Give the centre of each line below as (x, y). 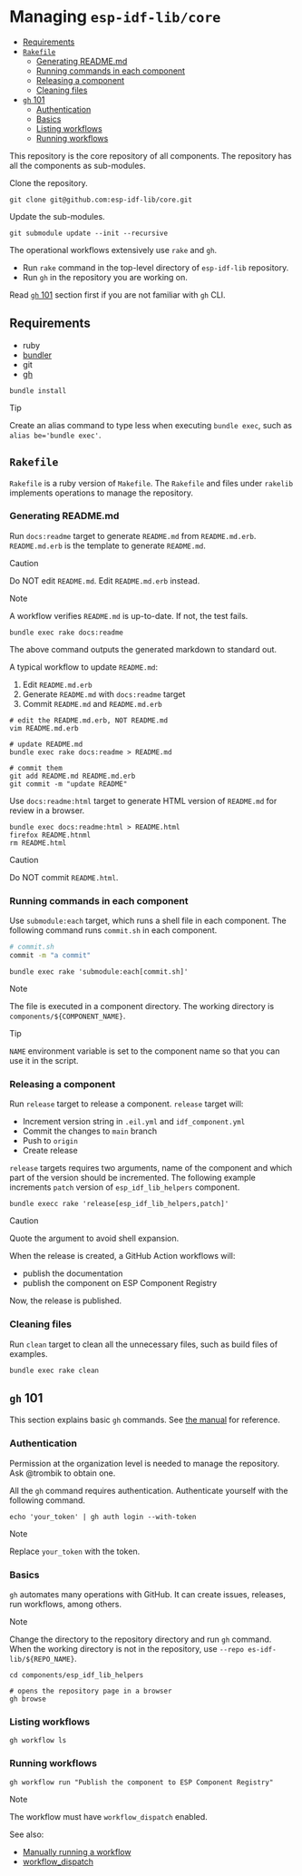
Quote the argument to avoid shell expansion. (94, 1238)
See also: (27, 1834)
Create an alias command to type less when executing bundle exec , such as (151, 425)
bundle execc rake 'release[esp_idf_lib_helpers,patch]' (119, 1204)
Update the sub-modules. (58, 216)
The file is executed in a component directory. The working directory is (142, 1006)
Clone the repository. (49, 182)
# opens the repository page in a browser (91, 1691)
